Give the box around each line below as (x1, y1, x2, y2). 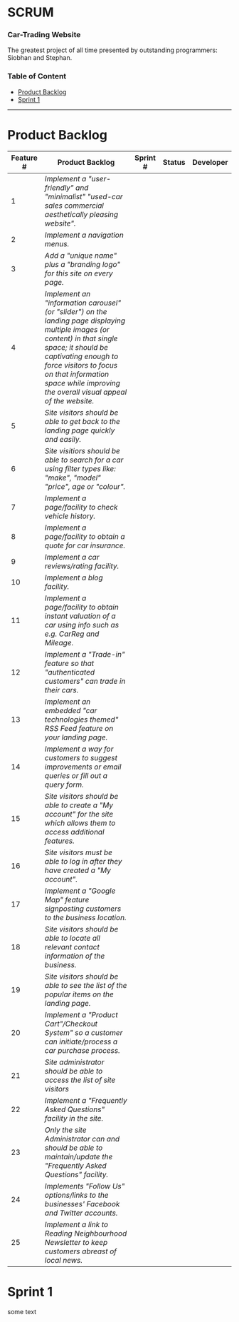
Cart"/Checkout (44, 1019, 98, 1029)
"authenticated (44, 667, 95, 677)
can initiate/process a (44, 1036, 118, 1046)
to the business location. (44, 912, 127, 922)
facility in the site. (44, 1113, 104, 1123)
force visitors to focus (44, 360, 118, 370)
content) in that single (44, 333, 119, 343)
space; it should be (44, 342, 109, 352)
